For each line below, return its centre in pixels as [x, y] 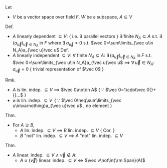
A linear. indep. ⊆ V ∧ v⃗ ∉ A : [44, 155]
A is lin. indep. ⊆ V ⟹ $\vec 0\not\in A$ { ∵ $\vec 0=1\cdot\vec [79, 89]
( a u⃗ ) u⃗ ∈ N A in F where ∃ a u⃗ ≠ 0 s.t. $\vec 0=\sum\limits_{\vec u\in [83, 43]
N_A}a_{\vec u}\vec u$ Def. [41, 50]
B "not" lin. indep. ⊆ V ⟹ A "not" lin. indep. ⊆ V [71, 135]
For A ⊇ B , [24, 125]
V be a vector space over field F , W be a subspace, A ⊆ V [72, 17]
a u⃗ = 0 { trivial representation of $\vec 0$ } [58, 69]
